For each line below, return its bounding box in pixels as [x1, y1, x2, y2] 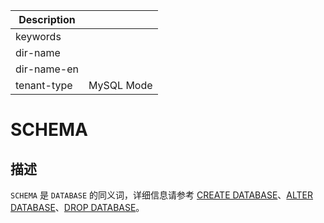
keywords [15, 30, 62, 43]
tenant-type [15, 79, 73, 92]
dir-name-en [15, 62, 80, 76]
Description [18, 13, 76, 26]
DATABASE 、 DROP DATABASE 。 [10, 202, 145, 213]
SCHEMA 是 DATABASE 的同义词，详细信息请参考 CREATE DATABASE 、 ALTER [10, 189, 314, 201]
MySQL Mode [88, 79, 153, 92]
